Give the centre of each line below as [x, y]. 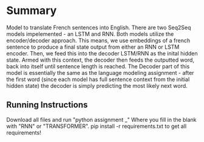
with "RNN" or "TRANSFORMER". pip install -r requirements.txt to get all [97, 126]
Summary [31, 11]
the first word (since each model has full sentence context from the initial [98, 79]
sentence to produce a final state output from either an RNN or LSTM [93, 47]
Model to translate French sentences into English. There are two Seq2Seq [99, 27]
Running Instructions [47, 105]
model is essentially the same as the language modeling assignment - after [100, 73]
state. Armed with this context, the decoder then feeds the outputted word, [100, 60]
